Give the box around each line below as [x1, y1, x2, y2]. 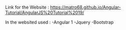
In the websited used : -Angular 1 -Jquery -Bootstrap [5, 19, 114, 25]
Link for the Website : [5, 4, 49, 10]
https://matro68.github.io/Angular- [49, 4, 121, 10]
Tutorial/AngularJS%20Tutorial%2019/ [5, 9, 84, 15]
